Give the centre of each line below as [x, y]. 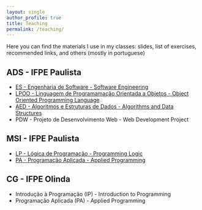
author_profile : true [34, 18]
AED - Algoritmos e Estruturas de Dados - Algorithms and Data [94, 107]
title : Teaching [27, 23]
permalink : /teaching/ [35, 29]
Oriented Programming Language [57, 100]
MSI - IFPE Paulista [43, 139]
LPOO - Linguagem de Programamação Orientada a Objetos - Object [102, 94]
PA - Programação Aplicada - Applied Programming [80, 160]
